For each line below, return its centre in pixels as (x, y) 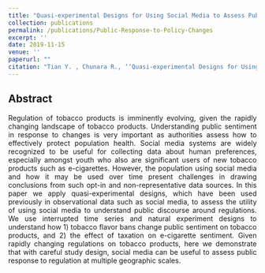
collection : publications (50, 23)
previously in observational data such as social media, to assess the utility (132, 201)
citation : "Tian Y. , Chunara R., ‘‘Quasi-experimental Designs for (123, 67)
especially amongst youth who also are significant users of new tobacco (132, 159)
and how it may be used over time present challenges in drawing (132, 176)
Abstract (30, 99)
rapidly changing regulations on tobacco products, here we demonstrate (132, 243)
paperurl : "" (30, 60)
